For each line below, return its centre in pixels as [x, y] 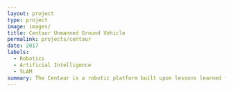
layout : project [31, 13]
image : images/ [29, 26]
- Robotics [29, 59]
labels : [18, 53]
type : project [28, 20]
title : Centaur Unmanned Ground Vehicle [67, 33]
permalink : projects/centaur [49, 39]
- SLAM [23, 71]
